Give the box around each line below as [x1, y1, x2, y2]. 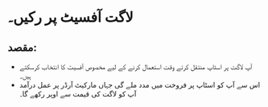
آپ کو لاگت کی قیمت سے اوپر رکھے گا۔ [19, 89, 137, 98]
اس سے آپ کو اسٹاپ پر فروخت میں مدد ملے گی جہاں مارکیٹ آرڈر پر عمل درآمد [19, 80, 261, 89]
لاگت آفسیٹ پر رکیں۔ [7, 8, 134, 27]
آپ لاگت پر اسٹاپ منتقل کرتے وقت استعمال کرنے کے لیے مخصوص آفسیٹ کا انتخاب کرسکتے [19, 62, 253, 72]
